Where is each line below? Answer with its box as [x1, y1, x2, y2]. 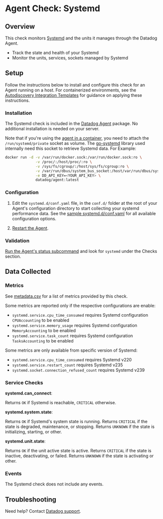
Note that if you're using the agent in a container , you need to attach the [5, 135, 149, 141]
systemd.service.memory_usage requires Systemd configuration [12, 322, 137, 328]
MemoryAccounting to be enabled [12, 327, 76, 333]
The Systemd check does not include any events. [5, 481, 104, 487]
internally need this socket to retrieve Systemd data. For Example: [5, 145, 137, 151]
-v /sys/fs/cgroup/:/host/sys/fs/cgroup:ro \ [35, 164, 130, 169]
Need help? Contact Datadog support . [5, 508, 81, 514]
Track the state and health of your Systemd [12, 50, 99, 55]
